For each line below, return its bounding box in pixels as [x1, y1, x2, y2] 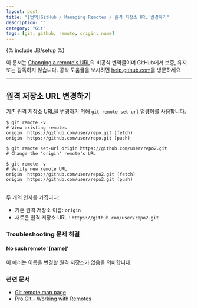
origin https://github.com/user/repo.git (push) [6, 135, 131, 141]
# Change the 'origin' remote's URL [6, 150, 96, 157]
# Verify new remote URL [6, 166, 67, 172]
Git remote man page [14, 289, 67, 296]
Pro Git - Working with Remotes [14, 295, 91, 302]
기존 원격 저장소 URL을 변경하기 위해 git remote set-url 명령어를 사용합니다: [6, 108, 186, 115]
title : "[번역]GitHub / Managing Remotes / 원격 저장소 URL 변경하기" [6, 14, 170, 20]
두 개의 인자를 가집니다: [6, 193, 60, 201]
